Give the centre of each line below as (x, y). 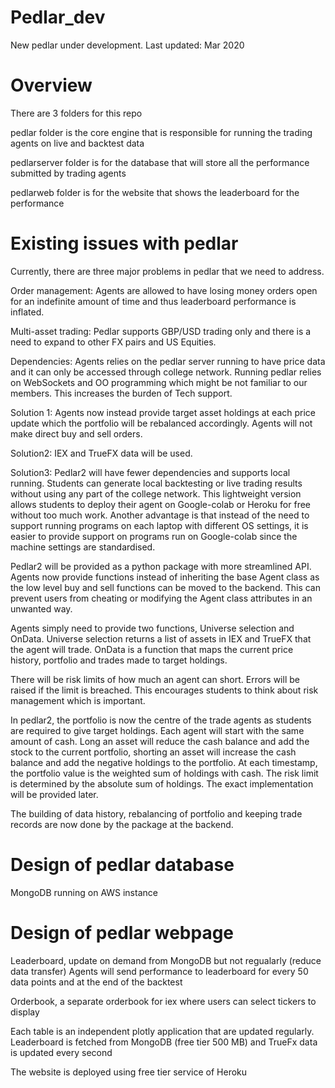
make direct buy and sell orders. (76, 433)
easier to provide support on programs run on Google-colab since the (154, 536)
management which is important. (78, 700)
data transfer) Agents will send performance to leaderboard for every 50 (159, 971)
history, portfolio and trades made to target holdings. (119, 660)
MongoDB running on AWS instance (84, 892)
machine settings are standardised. (83, 547)
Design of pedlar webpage (122, 932)
